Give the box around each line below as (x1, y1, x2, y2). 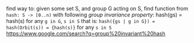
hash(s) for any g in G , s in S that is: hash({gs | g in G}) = (6, 18, 155, 24)
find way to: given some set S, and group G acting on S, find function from (6, 5, 189, 12)
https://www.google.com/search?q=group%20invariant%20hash (6, 30, 165, 37)
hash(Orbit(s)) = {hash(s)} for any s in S (6, 24, 112, 31)
